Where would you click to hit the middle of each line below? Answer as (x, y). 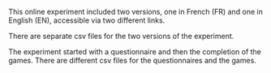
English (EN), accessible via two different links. (87, 20)
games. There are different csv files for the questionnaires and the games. (133, 60)
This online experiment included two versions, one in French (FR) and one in (136, 12)
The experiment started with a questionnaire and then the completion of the (135, 52)
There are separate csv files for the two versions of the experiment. (121, 36)
